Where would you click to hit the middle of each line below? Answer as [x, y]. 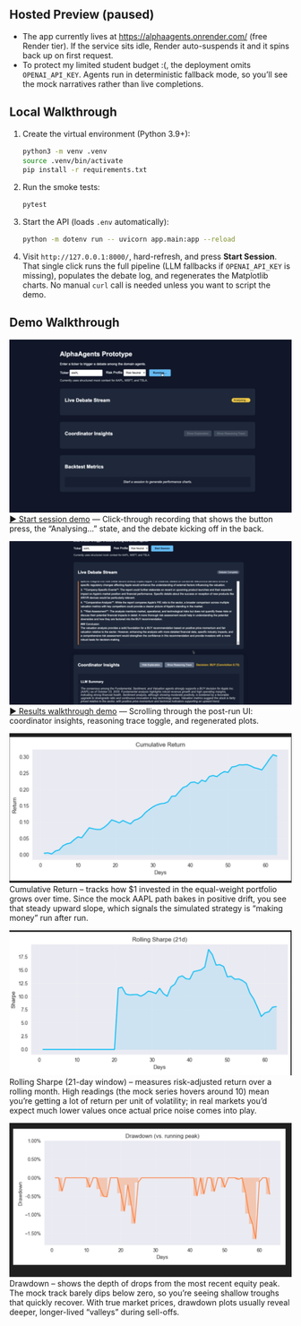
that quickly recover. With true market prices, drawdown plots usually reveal [150, 1303]
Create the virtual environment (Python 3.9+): [106, 133]
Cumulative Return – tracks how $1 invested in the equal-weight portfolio [143, 889]
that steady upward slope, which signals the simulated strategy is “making [146, 908]
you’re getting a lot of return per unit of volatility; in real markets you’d [138, 1100]
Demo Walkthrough [64, 323]
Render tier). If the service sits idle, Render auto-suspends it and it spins [155, 46]
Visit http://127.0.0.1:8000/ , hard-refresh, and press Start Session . [150, 256]
